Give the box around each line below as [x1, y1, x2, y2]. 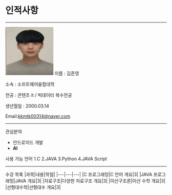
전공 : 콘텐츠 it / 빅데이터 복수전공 [5, 92, 73, 98]
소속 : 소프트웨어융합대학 [5, 81, 55, 87]
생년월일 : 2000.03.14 [5, 103, 50, 109]
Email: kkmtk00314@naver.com [5, 113, 71, 119]
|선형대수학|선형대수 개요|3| [5, 184, 61, 190]
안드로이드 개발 [12, 139, 44, 145]
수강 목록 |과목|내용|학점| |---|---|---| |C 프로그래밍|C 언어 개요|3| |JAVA [5, 171, 153, 177]
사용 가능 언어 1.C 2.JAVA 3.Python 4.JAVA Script [5, 156, 107, 162]
